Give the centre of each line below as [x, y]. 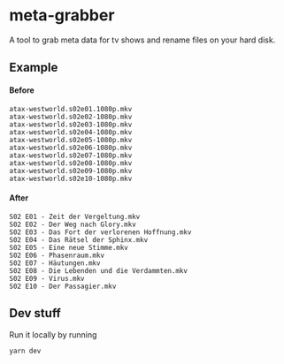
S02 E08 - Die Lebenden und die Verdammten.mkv [99, 270]
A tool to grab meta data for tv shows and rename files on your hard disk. [142, 40]
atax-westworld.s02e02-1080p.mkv [71, 117]
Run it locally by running [53, 334]
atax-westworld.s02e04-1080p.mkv [71, 132]
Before [22, 90]
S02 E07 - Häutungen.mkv [55, 263]
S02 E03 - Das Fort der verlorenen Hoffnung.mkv [100, 232]
